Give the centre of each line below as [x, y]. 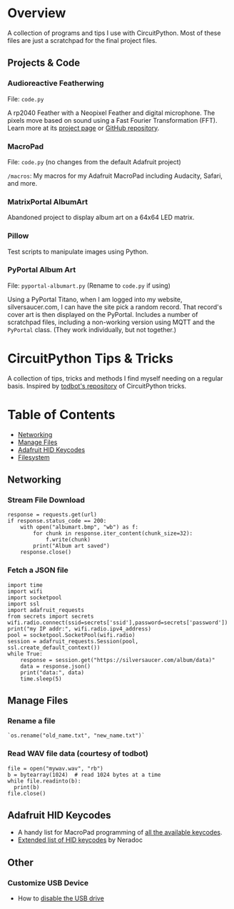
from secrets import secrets [51, 616]
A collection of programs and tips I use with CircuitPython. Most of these [114, 33]
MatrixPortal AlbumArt [48, 201]
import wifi [25, 591]
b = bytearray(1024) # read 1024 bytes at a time [84, 775]
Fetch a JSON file [38, 571]
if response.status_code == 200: [57, 521]
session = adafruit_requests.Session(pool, [73, 641]
